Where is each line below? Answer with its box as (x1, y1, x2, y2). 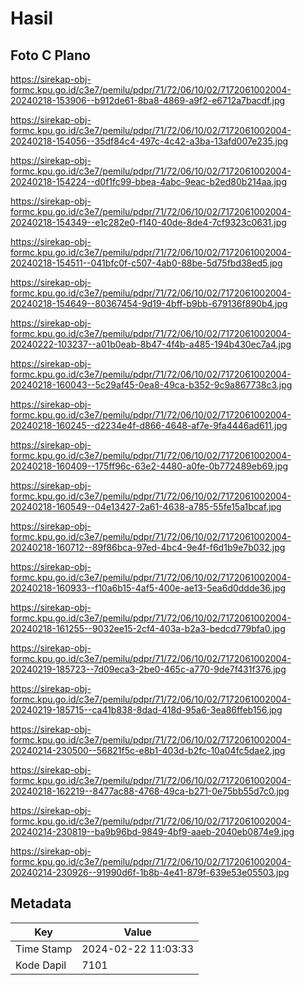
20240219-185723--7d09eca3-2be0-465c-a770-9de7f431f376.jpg (10, 663, 287, 675)
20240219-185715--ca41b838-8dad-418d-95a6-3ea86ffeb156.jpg (10, 704, 283, 716)
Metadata (10, 895, 72, 912)
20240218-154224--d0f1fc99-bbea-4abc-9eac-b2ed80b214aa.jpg (10, 176, 288, 187)
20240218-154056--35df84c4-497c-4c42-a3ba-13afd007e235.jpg (10, 135, 289, 147)
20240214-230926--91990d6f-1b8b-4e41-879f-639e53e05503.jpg (10, 867, 290, 878)
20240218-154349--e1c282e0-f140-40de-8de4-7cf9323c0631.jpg (10, 217, 287, 228)
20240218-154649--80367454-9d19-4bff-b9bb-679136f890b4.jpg (10, 298, 288, 309)
